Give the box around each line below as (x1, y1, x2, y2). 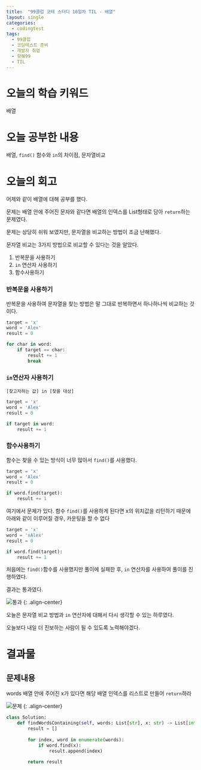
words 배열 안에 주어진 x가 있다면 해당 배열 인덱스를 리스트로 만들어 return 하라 (6, 690, 192, 697)
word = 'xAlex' (6, 532, 44, 538)
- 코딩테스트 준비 (11, 42, 49, 48)
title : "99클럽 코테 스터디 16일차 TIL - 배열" (6, 8, 116, 15)
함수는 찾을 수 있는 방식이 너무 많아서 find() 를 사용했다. (6, 456, 137, 464)
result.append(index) (48, 748, 103, 754)
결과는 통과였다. (6, 586, 44, 593)
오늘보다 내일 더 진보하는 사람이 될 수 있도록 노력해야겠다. (6, 624, 141, 631)
